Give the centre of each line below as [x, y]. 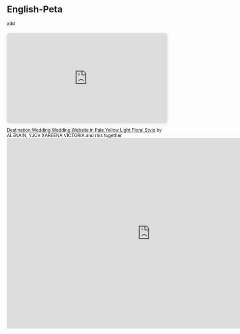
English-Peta [35, 9]
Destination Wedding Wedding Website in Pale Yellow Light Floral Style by [84, 130]
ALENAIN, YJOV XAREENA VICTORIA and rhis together [64, 135]
